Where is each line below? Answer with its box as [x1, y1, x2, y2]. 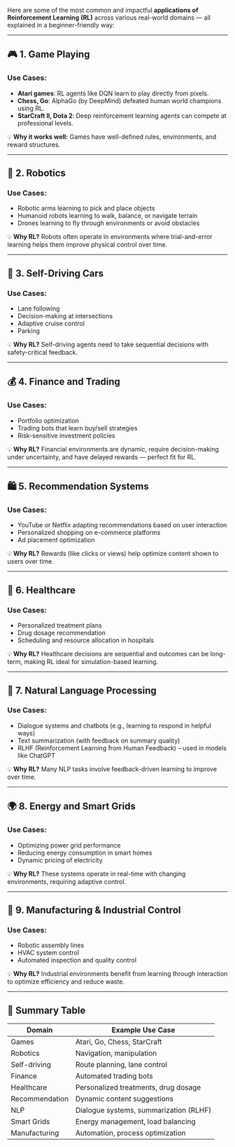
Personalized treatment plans [17, 621, 103, 630]
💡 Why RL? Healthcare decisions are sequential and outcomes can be [7, 650, 209, 658]
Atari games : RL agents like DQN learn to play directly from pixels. [17, 89, 209, 97]
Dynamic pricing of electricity [17, 855, 103, 864]
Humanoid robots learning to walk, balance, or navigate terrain [17, 212, 198, 220]
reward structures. [7, 140, 61, 149]
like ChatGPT [17, 751, 56, 759]
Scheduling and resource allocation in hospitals [17, 636, 155, 644]
